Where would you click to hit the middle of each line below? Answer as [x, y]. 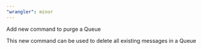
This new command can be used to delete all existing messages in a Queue [101, 40]
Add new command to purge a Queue [54, 29]
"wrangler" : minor [30, 12]
